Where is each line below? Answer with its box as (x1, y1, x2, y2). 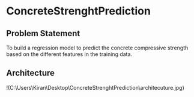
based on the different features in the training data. (6, 51, 133, 58)
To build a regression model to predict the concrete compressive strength (6, 44, 189, 51)
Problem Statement (6, 28, 80, 39)
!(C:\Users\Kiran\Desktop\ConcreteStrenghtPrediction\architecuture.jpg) (6, 84, 185, 91)
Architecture (6, 68, 55, 78)
